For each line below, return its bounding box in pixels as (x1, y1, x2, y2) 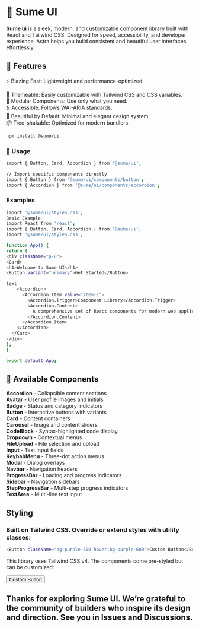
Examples (6, 196, 36, 204)
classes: (6, 533, 31, 541)
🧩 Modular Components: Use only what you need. (6, 97, 128, 104)
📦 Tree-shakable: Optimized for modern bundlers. (6, 119, 130, 126)
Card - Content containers (6, 415, 70, 422)
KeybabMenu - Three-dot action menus (6, 453, 105, 460)
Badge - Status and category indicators (6, 402, 103, 410)
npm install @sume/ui (6, 133, 60, 139)
